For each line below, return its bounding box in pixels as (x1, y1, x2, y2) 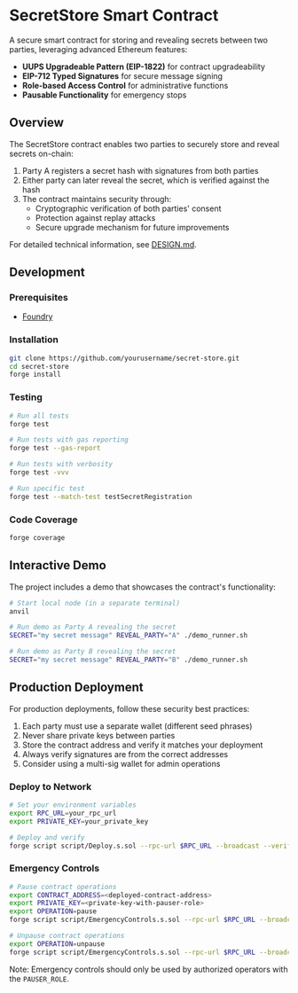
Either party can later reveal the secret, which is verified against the (21, 175, 270, 185)
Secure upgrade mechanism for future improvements (35, 222, 230, 232)
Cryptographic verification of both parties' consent (35, 203, 222, 214)
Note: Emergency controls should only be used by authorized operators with (9, 964, 288, 974)
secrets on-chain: (9, 148, 74, 159)
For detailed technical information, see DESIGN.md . (9, 238, 197, 249)
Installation (9, 333, 59, 346)
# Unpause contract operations (9, 932, 125, 941)
